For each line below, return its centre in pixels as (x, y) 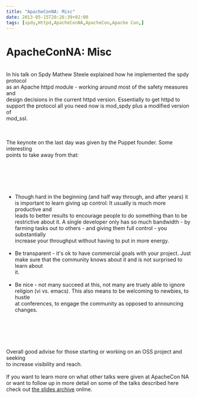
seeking (16, 358)
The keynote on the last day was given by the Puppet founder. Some (89, 143)
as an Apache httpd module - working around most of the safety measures (97, 87)
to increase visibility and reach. (44, 364)
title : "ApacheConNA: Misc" (41, 12)
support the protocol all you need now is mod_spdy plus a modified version (98, 106)
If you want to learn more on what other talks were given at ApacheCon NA (98, 377)
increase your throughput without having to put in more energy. (92, 241)
